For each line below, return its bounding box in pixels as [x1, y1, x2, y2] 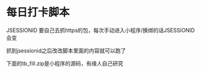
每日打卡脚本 [6, 5, 70, 19]
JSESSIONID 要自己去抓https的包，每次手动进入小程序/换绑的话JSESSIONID [6, 27, 195, 34]
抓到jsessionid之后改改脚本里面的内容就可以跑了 [6, 46, 126, 54]
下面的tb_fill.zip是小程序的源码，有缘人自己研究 [6, 60, 123, 67]
